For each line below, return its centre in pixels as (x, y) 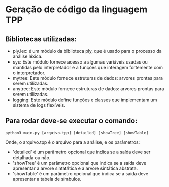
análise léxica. (27, 56)
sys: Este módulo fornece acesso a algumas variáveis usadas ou (80, 62)
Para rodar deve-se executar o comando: (71, 121)
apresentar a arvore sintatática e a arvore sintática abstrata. (75, 168)
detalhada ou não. (31, 157)
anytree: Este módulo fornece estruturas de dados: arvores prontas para (88, 89)
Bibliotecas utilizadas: (41, 39)
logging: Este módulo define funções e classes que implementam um (85, 100)
